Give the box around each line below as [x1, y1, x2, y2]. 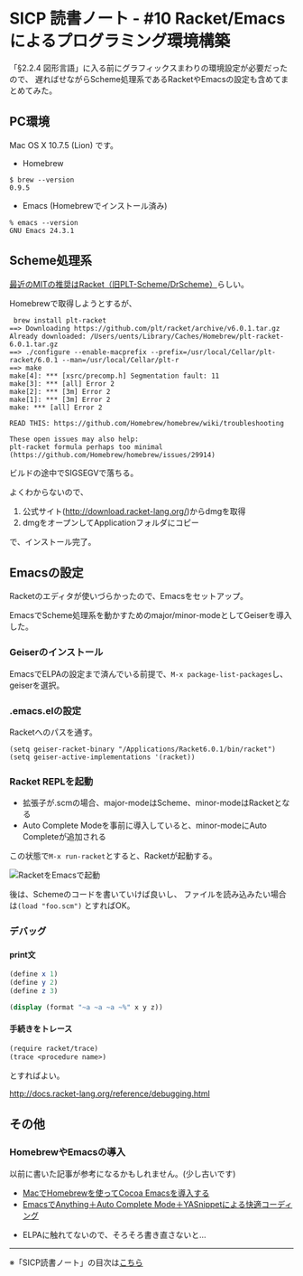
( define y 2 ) [9, 978, 59, 988]
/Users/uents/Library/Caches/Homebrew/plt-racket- [89, 332, 284, 341]
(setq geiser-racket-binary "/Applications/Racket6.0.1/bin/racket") [9, 745, 277, 754]
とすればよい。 [9, 1070, 65, 1081]
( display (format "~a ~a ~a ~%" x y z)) [9, 1003, 164, 1012]
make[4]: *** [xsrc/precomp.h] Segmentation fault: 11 [9, 371, 220, 380]
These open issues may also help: [9, 435, 140, 444]
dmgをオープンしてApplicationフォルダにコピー [22, 517, 200, 528]
